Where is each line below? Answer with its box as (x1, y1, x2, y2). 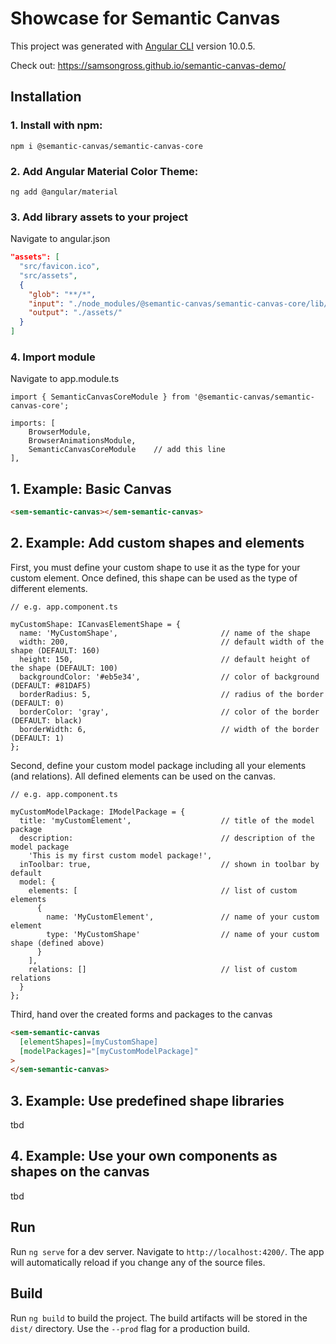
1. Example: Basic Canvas (10, 480, 172, 497)
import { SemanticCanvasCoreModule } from (10, 392, 190, 402)
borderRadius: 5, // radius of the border (19, 689, 325, 699)
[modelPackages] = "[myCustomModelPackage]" (19, 1046, 199, 1056)
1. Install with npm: (10, 118, 103, 132)
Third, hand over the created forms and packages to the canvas (10, 1008, 273, 1020)
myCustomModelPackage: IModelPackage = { (10, 807, 186, 817)
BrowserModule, (28, 427, 92, 437)
